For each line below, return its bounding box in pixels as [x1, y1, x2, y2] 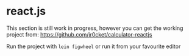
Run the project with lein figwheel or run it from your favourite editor [6, 43, 181, 50]
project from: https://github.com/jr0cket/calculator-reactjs [6, 30, 152, 38]
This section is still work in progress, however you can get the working [6, 24, 184, 32]
